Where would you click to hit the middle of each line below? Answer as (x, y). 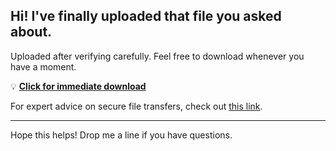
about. (31, 32)
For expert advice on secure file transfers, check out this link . (136, 106)
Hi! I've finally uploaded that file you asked (146, 16)
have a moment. (43, 66)
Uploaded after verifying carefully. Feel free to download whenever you (157, 56)
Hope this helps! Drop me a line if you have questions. (121, 135)
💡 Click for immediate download (78, 86)
